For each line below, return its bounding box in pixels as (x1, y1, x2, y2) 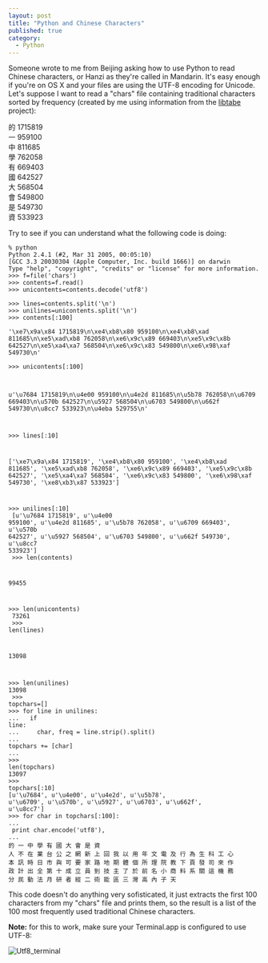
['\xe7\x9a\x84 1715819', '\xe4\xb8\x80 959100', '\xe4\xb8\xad (8, 458, 227, 466)
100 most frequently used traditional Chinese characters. (8, 906, 196, 916)
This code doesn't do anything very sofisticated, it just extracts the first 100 (8, 889, 258, 899)
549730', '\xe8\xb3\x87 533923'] (8, 478, 120, 486)
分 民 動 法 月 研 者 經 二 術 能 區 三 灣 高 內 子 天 (8, 875, 177, 884)
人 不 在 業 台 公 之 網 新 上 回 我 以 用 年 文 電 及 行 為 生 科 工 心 (8, 849, 234, 858)
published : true (8, 26, 62, 34)
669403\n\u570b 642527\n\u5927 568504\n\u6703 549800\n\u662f (8, 398, 220, 406)
